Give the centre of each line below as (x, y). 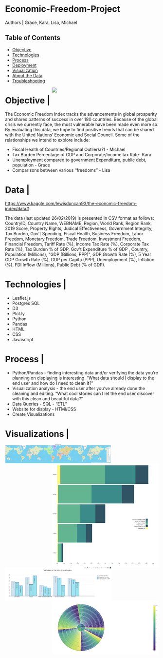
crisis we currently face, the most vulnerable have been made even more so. (82, 124)
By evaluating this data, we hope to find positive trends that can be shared (80, 129)
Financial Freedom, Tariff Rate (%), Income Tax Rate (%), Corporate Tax (77, 244)
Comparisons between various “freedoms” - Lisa (61, 170)
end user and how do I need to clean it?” (53, 383)
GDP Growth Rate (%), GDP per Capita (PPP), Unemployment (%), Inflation (80, 259)
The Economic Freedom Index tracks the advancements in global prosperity (81, 114)
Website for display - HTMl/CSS (44, 409)
